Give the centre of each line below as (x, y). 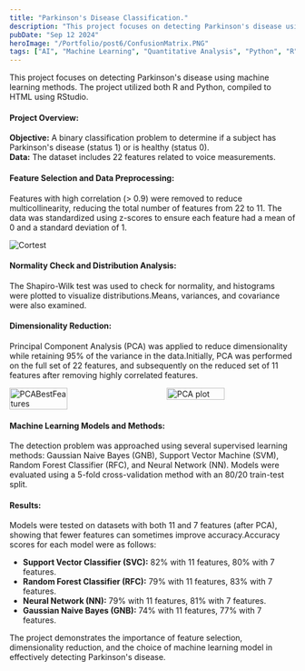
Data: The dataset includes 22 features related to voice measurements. (143, 157)
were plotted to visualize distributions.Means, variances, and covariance (145, 295)
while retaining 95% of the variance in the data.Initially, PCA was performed (151, 356)
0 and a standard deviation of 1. (68, 227)
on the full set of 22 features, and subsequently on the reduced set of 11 (144, 366)
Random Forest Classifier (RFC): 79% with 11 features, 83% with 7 (148, 582)
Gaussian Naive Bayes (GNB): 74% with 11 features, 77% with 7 (142, 611)
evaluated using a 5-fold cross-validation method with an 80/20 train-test (147, 475)
